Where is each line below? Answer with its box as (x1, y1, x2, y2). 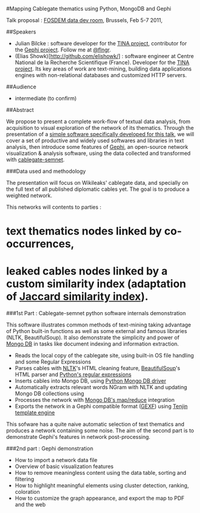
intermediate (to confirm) (14, 95, 77, 102)
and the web (14, 501, 46, 508)
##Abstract (6, 106, 34, 113)
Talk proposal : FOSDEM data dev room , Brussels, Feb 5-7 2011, (6, 17, 163, 23)
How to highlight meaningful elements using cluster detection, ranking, (14, 482, 189, 489)
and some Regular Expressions (14, 358, 91, 365)
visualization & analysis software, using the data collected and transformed (6, 149, 191, 157)
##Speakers (6, 28, 36, 35)
